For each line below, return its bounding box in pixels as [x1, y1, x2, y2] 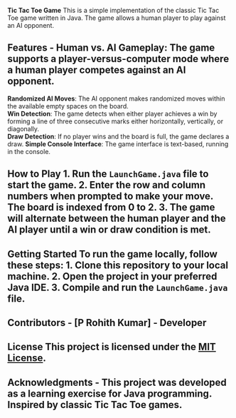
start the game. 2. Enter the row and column [7, 179, 206, 191]
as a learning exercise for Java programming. [7, 387, 212, 399]
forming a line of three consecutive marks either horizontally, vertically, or [7, 117, 224, 126]
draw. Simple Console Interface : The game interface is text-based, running [7, 139, 229, 148]
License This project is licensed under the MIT [7, 341, 217, 353]
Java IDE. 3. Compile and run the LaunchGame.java [7, 281, 228, 293]
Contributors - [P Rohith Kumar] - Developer [7, 317, 207, 329]
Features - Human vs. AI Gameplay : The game [7, 42, 215, 54]
